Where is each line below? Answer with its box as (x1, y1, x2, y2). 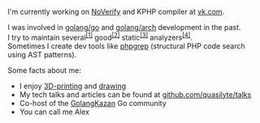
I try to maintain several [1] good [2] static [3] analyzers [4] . (7, 32, 193, 42)
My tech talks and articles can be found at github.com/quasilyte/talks (19, 89, 252, 100)
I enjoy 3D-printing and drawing (19, 81, 127, 91)
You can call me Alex (19, 107, 90, 117)
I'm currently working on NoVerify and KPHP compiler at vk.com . (7, 7, 225, 16)
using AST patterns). (7, 49, 77, 59)
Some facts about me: (7, 65, 82, 75)
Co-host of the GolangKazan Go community (19, 98, 167, 108)
